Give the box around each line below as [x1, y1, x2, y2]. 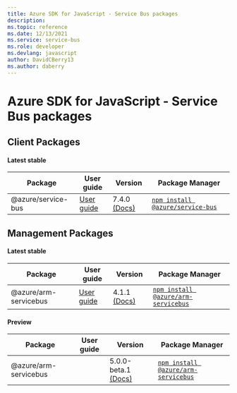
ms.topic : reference [7, 23, 68, 30]
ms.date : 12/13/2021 [7, 30, 68, 37]
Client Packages [7, 136, 80, 148]
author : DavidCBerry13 [7, 56, 74, 64]
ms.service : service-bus [7, 37, 80, 44]
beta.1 [109, 365, 131, 375]
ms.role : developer [7, 43, 65, 50]
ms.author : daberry [7, 63, 65, 70]
